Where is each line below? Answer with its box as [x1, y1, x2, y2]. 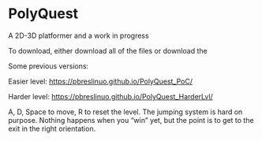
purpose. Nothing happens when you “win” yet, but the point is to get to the [8, 115, 254, 124]
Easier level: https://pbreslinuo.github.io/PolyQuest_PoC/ [8, 76, 193, 86]
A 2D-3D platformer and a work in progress [8, 31, 149, 40]
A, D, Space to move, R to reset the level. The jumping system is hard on [8, 107, 243, 117]
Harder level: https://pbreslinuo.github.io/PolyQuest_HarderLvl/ [8, 91, 213, 101]
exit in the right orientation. [8, 124, 96, 133]
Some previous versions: [8, 61, 89, 71]
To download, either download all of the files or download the [8, 46, 208, 55]
